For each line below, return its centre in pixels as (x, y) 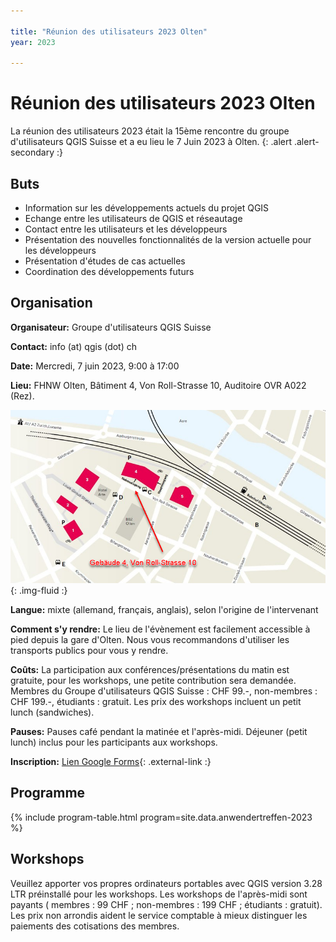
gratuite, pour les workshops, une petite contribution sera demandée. (153, 680)
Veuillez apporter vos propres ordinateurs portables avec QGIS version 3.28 (166, 883)
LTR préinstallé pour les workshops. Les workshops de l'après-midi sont (159, 894)
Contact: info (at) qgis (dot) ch (74, 346)
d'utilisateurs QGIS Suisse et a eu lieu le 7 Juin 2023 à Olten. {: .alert (151, 142)
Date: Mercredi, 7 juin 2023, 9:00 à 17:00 (95, 366)
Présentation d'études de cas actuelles (105, 261)
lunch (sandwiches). (52, 712)
